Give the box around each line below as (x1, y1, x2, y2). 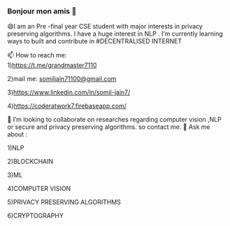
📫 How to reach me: (7, 51, 67, 59)
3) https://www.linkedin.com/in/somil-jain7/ (7, 88, 131, 97)
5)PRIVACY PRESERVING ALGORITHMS (7, 198, 121, 206)
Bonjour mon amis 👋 (7, 6, 77, 16)
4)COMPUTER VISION (7, 185, 71, 193)
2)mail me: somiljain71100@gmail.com (7, 75, 117, 83)
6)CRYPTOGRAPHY (7, 211, 64, 220)
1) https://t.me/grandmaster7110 (7, 61, 97, 69)
